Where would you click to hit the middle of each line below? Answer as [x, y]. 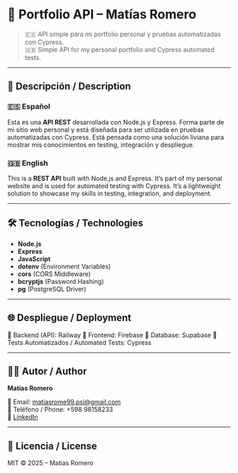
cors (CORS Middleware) [54, 274]
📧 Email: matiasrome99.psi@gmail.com [64, 402]
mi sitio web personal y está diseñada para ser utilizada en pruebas [106, 130]
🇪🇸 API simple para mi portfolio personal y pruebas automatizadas [123, 34]
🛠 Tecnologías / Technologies [75, 223]
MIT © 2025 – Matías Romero [50, 463]
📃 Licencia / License [52, 446]
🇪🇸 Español [29, 107]
